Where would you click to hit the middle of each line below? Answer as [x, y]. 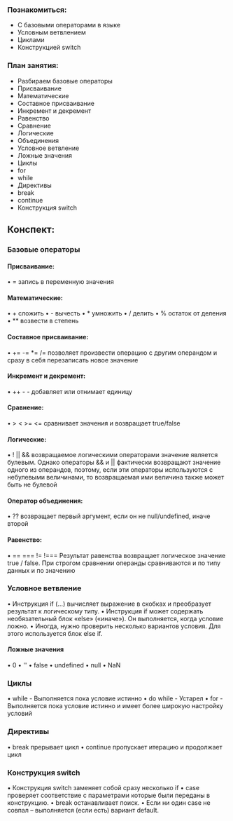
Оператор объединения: [45, 501]
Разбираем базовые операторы [65, 81]
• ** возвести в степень [43, 321]
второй [18, 524]
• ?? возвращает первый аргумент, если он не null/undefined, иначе [109, 516]
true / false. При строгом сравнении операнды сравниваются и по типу [114, 563]
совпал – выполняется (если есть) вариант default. [83, 810]
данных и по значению [41, 570]
